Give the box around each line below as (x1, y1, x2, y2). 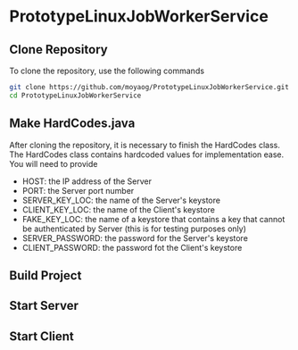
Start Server (9, 298, 79, 313)
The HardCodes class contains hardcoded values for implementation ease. (9, 149, 284, 160)
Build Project (9, 268, 82, 283)
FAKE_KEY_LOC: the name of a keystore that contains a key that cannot (21, 213, 286, 224)
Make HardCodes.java (9, 116, 136, 131)
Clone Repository (9, 42, 109, 57)
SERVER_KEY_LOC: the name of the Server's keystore (21, 195, 221, 205)
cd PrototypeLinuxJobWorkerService (9, 91, 142, 100)
